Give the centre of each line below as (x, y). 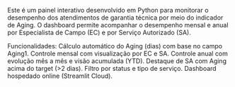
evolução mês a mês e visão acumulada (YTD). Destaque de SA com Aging (117, 61)
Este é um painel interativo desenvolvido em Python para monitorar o (108, 10)
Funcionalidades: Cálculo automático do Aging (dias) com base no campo (115, 46)
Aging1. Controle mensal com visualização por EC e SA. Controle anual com (118, 53)
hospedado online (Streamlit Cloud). (60, 76)
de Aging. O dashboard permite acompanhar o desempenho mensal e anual (118, 25)
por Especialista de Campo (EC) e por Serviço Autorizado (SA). (99, 32)
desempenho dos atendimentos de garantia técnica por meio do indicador (115, 18)
